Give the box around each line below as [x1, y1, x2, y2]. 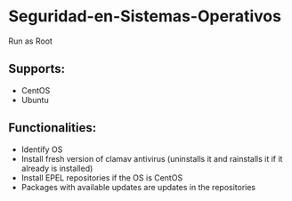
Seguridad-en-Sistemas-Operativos [8, 6, 282, 27]
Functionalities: [8, 120, 97, 135]
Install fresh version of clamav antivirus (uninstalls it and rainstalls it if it [20, 153, 283, 164]
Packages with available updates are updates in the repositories [20, 181, 256, 192]
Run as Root [8, 36, 53, 46]
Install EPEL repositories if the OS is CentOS [20, 172, 183, 183]
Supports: [8, 61, 66, 76]
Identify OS [20, 144, 63, 155]
